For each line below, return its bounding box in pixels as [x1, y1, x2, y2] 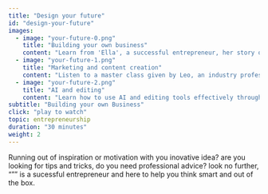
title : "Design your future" [8, 11, 105, 20]
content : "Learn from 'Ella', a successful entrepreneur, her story [22, 49, 255, 57]
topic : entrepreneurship [8, 116, 91, 124]
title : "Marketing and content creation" [22, 64, 162, 72]
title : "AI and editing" [22, 85, 105, 94]
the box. [8, 177, 36, 188]
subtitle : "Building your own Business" [8, 101, 145, 109]
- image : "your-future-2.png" [15, 78, 116, 86]
